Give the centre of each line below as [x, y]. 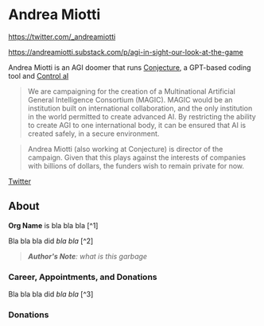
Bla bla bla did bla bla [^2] [51, 241]
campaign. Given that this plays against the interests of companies [137, 157]
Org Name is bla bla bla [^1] [53, 225]
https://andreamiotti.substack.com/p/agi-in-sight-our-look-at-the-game [126, 52]
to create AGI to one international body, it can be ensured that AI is [137, 125]
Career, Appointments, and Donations [83, 277]
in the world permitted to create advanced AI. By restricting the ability [142, 116]
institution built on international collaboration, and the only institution [140, 108]
